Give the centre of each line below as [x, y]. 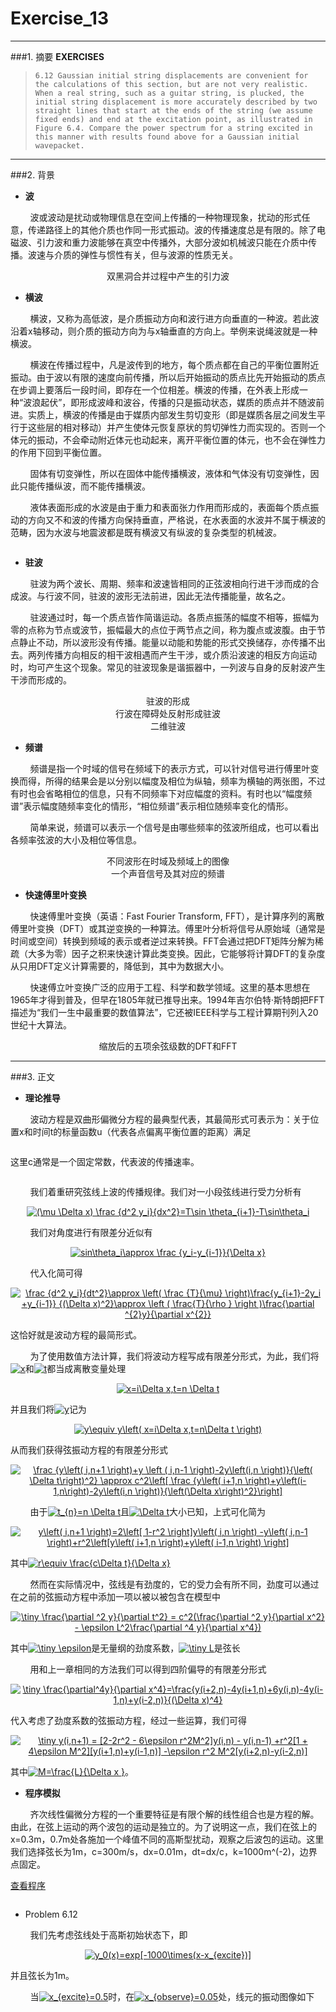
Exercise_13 [59, 18]
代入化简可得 [56, 1273]
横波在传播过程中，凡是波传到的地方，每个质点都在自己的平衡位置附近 [174, 364]
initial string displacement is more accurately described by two [176, 102]
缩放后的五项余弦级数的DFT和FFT [168, 1046]
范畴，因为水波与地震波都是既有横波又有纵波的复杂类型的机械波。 [146, 532]
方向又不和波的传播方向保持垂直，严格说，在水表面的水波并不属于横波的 [176, 519]
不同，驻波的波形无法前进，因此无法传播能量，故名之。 [176, 596]
